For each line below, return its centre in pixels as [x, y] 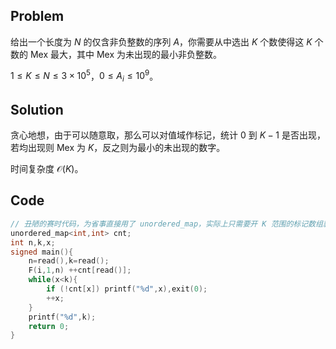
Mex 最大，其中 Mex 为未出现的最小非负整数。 [126, 54]
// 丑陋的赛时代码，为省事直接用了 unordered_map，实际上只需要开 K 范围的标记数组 [166, 224]
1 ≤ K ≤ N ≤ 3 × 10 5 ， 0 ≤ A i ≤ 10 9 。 [84, 76]
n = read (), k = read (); [69, 261]
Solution [37, 109]
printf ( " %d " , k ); [62, 317]
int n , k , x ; [33, 242]
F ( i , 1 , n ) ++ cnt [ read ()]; [80, 270]
